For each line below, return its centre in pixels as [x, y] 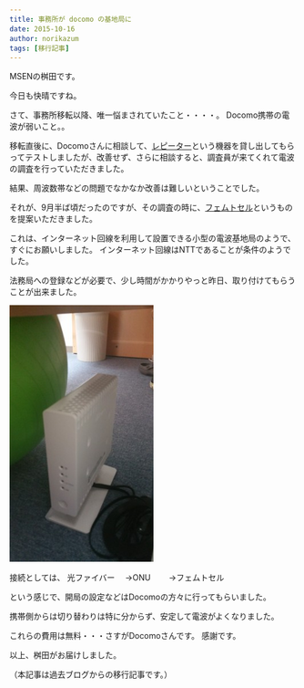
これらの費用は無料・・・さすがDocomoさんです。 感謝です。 [125, 636]
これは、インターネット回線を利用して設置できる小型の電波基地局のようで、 [152, 238]
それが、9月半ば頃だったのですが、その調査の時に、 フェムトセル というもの [151, 208]
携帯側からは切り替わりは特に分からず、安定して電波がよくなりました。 [144, 617]
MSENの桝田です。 [45, 77]
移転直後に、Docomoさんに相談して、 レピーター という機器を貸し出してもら [152, 146]
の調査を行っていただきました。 [69, 169]
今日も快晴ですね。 [46, 96]
